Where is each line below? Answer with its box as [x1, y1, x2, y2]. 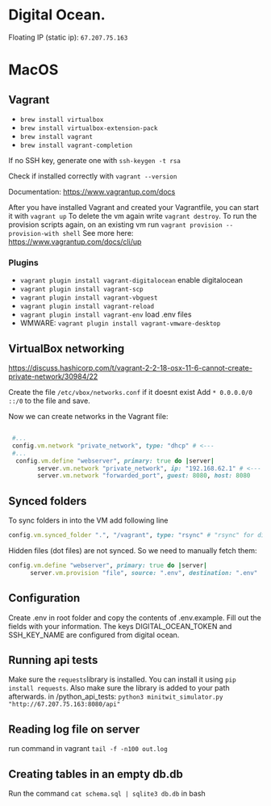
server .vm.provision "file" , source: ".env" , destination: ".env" [29, 569, 258, 577]
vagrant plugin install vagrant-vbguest [19, 294, 158, 302]
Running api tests [8, 653, 98, 667]
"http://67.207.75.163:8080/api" [8, 700, 121, 708]
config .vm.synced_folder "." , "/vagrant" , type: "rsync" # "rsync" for [8, 531, 254, 539]
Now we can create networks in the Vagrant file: [8, 412, 169, 422]
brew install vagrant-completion [19, 141, 133, 149]
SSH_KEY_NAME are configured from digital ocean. [8, 630, 180, 640]
